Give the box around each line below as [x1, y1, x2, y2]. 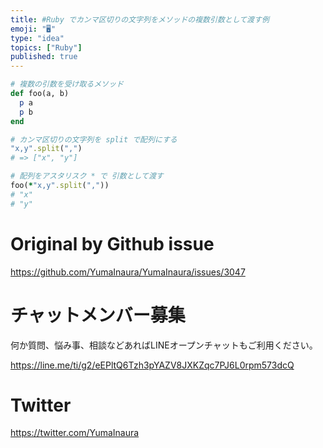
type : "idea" [10, 33, 65, 43]
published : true [10, 52, 78, 62]
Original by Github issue [10, 232, 215, 255]
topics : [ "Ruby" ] [10, 42, 83, 53]
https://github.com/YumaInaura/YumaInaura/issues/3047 [10, 266, 246, 278]
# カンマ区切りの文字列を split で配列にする [10, 134, 178, 145]
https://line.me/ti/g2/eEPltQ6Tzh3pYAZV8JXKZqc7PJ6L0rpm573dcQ [10, 359, 295, 371]
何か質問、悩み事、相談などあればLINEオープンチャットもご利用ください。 [10, 339, 318, 351]
